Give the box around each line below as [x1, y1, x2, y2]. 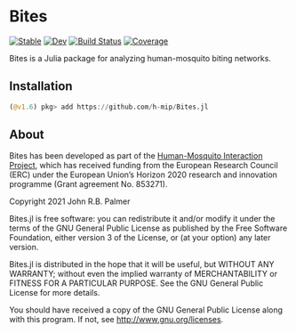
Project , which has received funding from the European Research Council [9, 160, 278, 171]
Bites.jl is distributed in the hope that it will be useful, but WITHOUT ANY [9, 259, 275, 270]
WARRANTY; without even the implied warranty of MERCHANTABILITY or [9, 269, 278, 280]
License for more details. [9, 288, 100, 298]
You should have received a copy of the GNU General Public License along [9, 305, 283, 315]
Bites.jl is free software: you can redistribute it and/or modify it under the [9, 214, 276, 224]
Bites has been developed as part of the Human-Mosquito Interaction [9, 150, 263, 161]
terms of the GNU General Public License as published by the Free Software [9, 223, 288, 233]
